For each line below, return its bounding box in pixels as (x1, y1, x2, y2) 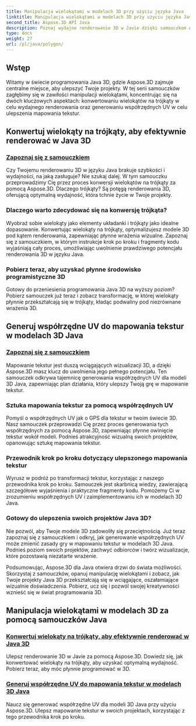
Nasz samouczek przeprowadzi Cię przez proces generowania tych (6, 420, 169, 428)
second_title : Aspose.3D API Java (6, 19, 90, 25)
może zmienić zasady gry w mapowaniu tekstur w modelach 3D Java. (6, 540, 174, 547)
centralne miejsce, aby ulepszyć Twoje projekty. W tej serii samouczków (6, 84, 180, 91)
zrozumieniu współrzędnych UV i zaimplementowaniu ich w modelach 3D (6, 493, 183, 500)
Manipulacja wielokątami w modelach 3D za (6, 605, 169, 615)
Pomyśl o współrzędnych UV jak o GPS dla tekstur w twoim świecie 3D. (6, 414, 178, 421)
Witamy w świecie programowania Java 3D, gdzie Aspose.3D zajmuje (6, 79, 174, 86)
